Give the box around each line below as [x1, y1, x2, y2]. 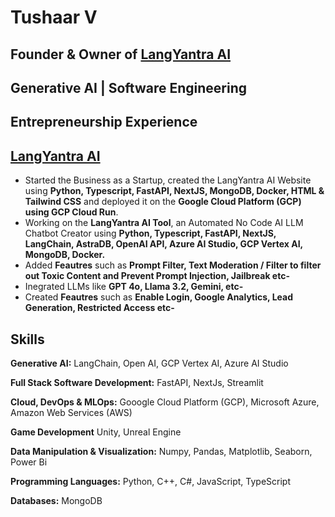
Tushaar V [10, 6, 98, 29]
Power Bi [10, 456, 48, 468]
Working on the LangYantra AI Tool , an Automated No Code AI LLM [24, 217, 304, 229]
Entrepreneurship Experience [10, 114, 198, 131]
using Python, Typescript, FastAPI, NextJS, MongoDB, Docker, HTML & [24, 185, 325, 197]
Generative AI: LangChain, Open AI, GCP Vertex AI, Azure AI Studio [10, 357, 289, 369]
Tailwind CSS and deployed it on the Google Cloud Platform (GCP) [24, 196, 302, 208]
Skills [10, 331, 45, 348]
